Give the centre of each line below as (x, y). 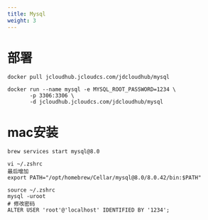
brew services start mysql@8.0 (54, 152)
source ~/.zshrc (31, 190)
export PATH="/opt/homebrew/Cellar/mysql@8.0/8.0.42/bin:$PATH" (104, 178)
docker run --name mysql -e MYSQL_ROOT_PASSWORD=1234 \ (92, 89)
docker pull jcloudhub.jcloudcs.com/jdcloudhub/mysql (89, 77)
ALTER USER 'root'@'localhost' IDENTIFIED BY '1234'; (89, 210)
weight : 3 (22, 21)
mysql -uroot (27, 197)
